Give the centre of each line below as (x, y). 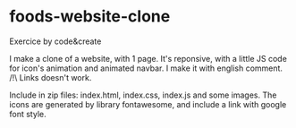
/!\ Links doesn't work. (51, 77)
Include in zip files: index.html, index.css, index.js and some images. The (143, 95)
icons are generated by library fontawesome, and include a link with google (148, 104)
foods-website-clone (90, 17)
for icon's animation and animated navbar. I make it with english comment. (146, 68)
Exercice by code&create (55, 41)
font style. (28, 114)
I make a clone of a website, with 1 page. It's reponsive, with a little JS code (148, 58)
